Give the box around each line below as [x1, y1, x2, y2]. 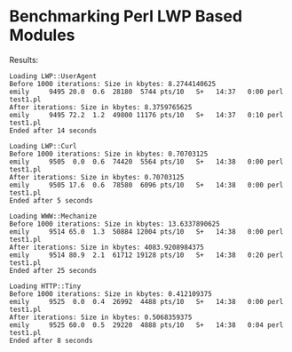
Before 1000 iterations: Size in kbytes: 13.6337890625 [9, 220, 220, 228]
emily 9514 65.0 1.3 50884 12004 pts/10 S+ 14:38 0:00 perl [9, 227, 284, 236]
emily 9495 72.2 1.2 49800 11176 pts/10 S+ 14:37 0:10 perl [9, 110, 284, 119]
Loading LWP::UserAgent [9, 71, 98, 81]
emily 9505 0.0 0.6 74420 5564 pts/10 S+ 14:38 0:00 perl [9, 157, 284, 166]
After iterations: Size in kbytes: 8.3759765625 [9, 102, 193, 112]
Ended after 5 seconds [9, 196, 93, 205]
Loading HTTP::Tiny [9, 282, 82, 291]
